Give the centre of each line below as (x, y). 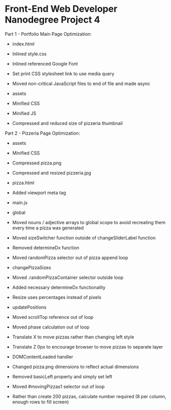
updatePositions (29, 307)
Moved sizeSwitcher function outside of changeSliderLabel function (84, 238)
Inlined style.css (29, 54)
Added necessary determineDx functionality (59, 287)
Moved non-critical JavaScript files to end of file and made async (81, 83)
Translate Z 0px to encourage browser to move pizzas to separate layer (88, 347)
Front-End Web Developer (61, 9)
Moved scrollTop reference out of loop (53, 317)
